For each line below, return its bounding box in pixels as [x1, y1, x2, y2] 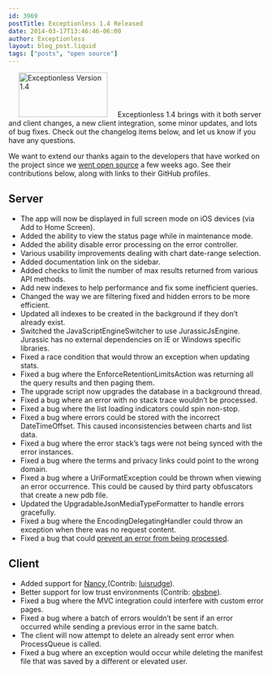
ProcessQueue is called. [19, 639, 101, 649]
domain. [19, 464, 48, 474]
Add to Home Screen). [19, 222, 96, 232]
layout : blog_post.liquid [8, 42, 96, 50]
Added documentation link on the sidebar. [19, 257, 161, 267]
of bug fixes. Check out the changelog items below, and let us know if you [8, 127, 257, 137]
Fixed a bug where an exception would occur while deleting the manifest [19, 647, 264, 657]
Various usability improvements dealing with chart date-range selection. [19, 248, 261, 258]
